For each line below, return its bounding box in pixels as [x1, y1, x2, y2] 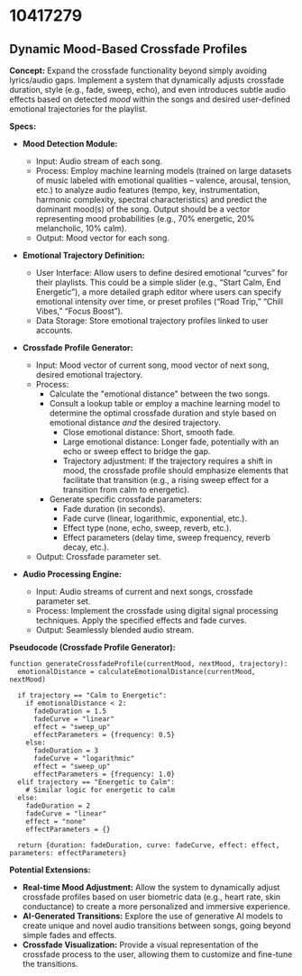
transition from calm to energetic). [62, 484, 190, 495]
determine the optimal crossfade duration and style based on [49, 407, 277, 418]
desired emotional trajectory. [35, 369, 143, 379]
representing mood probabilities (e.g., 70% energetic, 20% [35, 214, 255, 223]
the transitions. [22, 959, 78, 969]
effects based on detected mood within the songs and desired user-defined [9, 94, 291, 105]
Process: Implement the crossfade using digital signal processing [35, 606, 279, 616]
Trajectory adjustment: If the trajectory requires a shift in [62, 456, 273, 466]
